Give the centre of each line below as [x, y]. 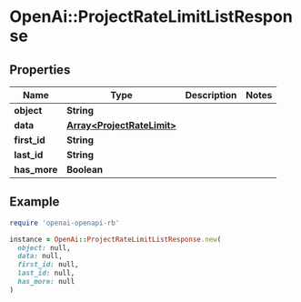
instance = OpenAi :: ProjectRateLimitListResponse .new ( [115, 239]
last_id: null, [46, 273]
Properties [40, 70]
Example [35, 202]
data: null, [40, 257]
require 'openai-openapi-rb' [65, 223]
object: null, [44, 247]
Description [211, 95]
